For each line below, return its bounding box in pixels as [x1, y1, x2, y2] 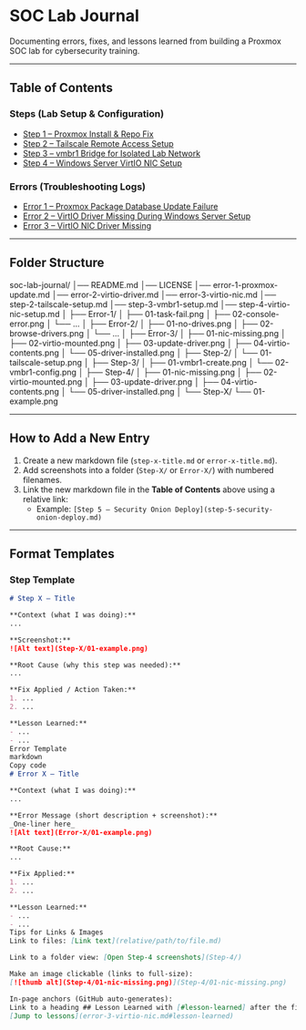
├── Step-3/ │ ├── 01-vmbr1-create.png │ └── [90, 356, 273, 367]
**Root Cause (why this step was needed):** [9, 660, 181, 670]
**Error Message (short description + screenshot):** [9, 810, 219, 820]
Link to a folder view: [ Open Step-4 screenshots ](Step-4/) [9, 953, 243, 963]
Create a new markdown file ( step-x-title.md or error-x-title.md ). [22, 455, 278, 466]
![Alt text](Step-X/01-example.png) [9, 644, 148, 653]
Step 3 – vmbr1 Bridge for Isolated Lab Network [22, 148, 201, 159]
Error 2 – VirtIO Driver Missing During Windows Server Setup [22, 211, 251, 221]
